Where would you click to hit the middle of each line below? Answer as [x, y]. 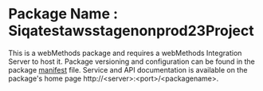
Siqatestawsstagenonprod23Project [131, 31]
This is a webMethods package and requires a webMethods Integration [125, 53]
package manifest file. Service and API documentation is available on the [128, 69]
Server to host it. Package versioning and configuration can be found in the [131, 61]
